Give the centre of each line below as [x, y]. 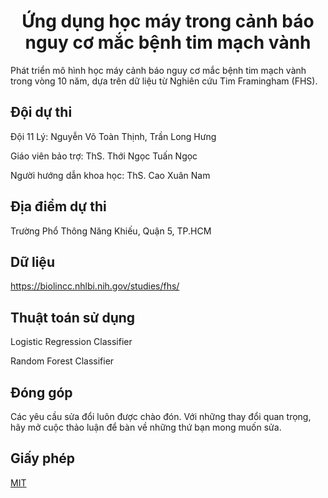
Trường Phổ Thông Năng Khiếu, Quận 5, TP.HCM [111, 231]
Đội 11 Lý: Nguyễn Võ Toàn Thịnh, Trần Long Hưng [113, 136]
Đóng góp [41, 392]
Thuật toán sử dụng [73, 317]
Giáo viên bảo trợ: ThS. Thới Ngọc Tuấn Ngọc [104, 156]
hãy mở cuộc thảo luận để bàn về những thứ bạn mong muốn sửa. [146, 427]
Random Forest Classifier [62, 361]
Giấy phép [42, 458]
